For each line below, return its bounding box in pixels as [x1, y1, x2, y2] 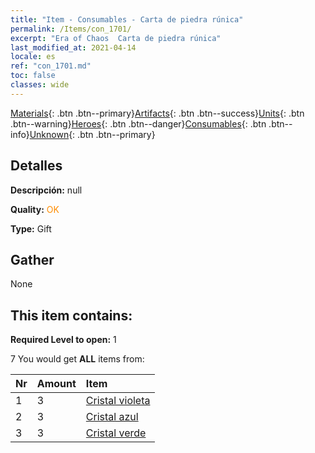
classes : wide [10, 80, 70, 90]
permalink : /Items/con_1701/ [10, 24, 132, 34]
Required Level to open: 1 [10, 334, 117, 346]
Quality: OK [10, 203, 60, 215]
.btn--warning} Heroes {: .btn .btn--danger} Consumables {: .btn [10, 117, 267, 130]
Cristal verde [85, 426, 147, 440]
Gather [10, 251, 55, 268]
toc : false [10, 71, 56, 81]
